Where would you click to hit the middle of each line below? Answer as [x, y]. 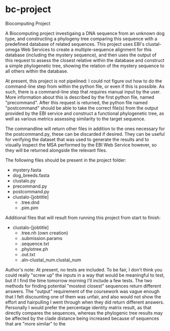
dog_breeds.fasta [31, 175]
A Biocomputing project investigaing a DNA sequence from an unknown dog [85, 33]
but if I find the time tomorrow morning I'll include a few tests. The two [79, 280]
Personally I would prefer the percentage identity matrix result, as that [78, 307]
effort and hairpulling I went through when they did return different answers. [85, 302]
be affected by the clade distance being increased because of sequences [82, 318]
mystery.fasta [27, 170]
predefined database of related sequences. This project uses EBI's [75, 44]
